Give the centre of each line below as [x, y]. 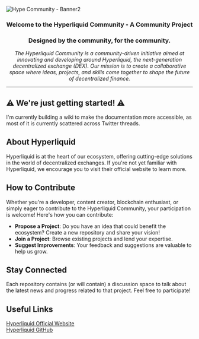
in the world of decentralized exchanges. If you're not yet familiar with [92, 163]
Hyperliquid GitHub [30, 330]
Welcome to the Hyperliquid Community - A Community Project [99, 24]
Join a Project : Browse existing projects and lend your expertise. [94, 239]
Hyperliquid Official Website [40, 324]
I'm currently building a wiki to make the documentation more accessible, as [99, 117]
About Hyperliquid [41, 142]
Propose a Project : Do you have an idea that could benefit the [90, 226]
